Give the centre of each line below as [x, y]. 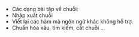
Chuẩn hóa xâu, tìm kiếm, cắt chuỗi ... [58, 28]
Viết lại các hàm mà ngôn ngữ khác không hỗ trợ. [72, 21]
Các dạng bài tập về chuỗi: [45, 9]
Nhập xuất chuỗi [32, 15]
